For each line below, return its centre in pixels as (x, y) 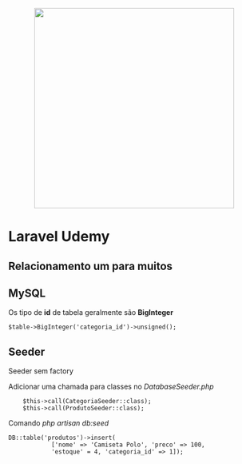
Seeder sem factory (41, 371)
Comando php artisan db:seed (59, 423)
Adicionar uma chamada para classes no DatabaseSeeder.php (111, 387)
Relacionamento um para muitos (91, 266)
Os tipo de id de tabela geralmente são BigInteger (91, 313)
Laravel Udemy (59, 237)
